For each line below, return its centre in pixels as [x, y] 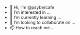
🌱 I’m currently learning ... [35, 17]
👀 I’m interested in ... [30, 12]
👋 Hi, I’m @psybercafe [32, 7]
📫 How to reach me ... [32, 28]
